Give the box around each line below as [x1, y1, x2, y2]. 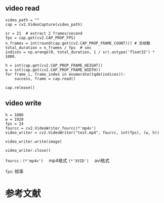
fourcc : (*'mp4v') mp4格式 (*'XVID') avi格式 [5, 157, 110, 163]
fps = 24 [5, 121, 24, 126]
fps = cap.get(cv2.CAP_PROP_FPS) [5, 35, 76, 40]
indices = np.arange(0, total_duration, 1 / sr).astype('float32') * [5, 49, 155, 55]
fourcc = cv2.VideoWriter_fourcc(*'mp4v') [5, 125, 96, 131]
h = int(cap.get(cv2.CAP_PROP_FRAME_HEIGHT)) [5, 63, 103, 68]
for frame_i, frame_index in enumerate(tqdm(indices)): [5, 72, 126, 77]
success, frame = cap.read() [14, 76, 76, 81]
